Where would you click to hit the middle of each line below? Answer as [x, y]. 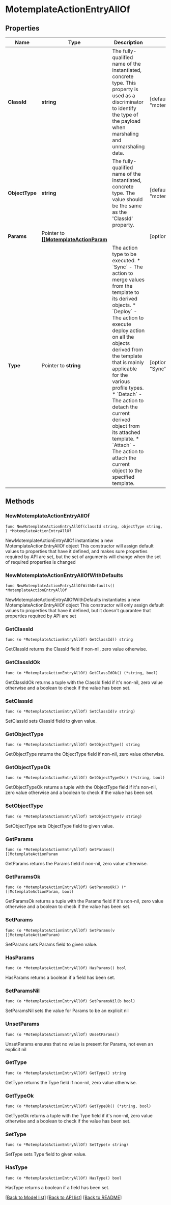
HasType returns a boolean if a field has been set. [58, 1187]
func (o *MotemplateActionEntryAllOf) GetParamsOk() [62, 887]
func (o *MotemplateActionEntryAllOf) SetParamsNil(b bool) [70, 1001]
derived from [128, 350]
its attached [126, 432]
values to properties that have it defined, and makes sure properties [76, 551]
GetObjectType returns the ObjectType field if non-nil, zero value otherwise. [85, 754]
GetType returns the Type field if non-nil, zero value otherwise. [71, 1082]
